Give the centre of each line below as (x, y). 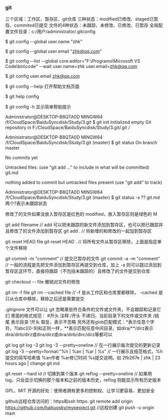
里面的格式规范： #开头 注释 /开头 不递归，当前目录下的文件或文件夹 (81, 316)
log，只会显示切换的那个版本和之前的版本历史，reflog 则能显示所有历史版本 (83, 380)
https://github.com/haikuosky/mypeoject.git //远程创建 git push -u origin (80, 407)
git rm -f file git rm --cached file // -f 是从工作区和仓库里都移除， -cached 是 (84, 293)
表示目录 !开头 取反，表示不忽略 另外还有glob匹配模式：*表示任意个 (80, 322)
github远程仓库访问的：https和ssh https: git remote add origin (69, 401)
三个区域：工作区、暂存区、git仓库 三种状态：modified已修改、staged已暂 (82, 19)
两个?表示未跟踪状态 (26, 203)
